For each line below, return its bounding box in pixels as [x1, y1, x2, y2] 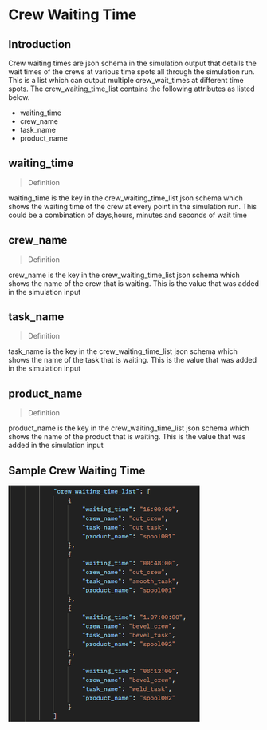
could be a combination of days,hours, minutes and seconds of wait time [8, 210, 248, 220]
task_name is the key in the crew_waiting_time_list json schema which [8, 347, 238, 356]
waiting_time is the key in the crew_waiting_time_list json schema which [8, 193, 243, 203]
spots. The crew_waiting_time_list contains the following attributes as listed [8, 84, 255, 93]
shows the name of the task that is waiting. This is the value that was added [8, 355, 257, 365]
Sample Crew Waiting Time [8, 463, 146, 477]
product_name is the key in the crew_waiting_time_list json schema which [8, 423, 249, 433]
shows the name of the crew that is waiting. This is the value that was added [8, 278, 260, 288]
